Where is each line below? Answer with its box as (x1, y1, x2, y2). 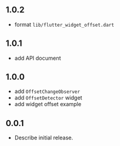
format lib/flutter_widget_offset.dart (14, 21, 115, 28)
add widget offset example (14, 101, 82, 108)
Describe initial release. (14, 134, 73, 141)
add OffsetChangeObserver (14, 87, 80, 95)
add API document (14, 54, 61, 62)
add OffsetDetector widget (14, 94, 82, 101)
